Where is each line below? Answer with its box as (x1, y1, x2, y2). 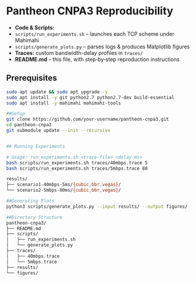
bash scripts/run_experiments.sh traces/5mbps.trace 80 (6, 165, 148, 171)
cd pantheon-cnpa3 (6, 122, 52, 128)
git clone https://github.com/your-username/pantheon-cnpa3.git (6, 117, 169, 122)
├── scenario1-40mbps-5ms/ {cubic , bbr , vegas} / (6, 182, 121, 188)
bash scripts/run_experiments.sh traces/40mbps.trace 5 (6, 160, 148, 165)
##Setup (6, 111, 26, 117)
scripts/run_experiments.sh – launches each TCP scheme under (14, 30, 175, 37)
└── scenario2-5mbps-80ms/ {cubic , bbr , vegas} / (6, 187, 121, 194)
